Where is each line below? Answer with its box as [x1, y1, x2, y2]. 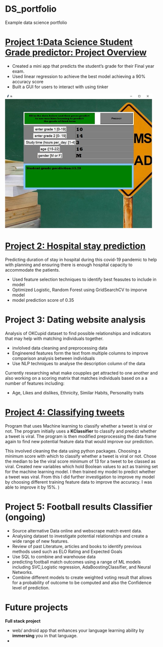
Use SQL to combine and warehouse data [12, 553, 96, 559]
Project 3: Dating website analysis [5, 314, 146, 325]
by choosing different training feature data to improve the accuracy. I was [5, 479, 152, 485]
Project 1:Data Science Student [5, 37, 133, 48]
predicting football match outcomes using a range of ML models [12, 559, 141, 565]
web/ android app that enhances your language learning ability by [12, 627, 145, 633]
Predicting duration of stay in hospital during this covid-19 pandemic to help [5, 256, 157, 262]
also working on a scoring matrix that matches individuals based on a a [5, 375, 147, 381]
